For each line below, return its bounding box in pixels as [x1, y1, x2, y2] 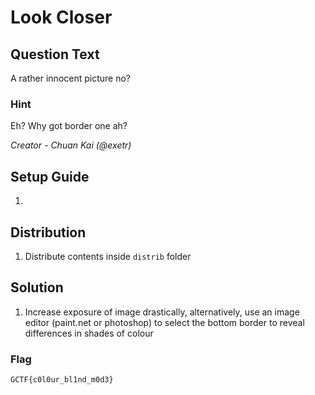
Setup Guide [10, 168, 90, 185]
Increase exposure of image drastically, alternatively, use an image [24, 306, 300, 318]
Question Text [10, 46, 100, 63]
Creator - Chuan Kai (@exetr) [10, 139, 132, 151]
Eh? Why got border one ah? [10, 120, 128, 132]
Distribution [10, 224, 87, 241]
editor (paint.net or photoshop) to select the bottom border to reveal [24, 316, 305, 328]
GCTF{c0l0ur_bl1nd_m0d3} [10, 375, 114, 385]
